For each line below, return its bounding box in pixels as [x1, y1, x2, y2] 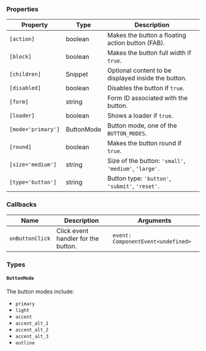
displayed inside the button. [107, 74, 187, 83]
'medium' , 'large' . [107, 164, 160, 173]
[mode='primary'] [9, 126, 60, 133]
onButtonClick [9, 235, 51, 242]
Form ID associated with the [107, 94, 188, 102]
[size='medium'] [9, 161, 57, 168]
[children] [9, 71, 41, 78]
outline [15, 339, 35, 346]
